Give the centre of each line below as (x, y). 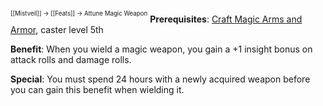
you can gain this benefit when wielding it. (97, 89)
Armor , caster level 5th (57, 29)
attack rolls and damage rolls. (71, 59)
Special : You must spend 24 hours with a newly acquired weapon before (160, 79)
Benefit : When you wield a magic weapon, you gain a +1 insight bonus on (161, 49)
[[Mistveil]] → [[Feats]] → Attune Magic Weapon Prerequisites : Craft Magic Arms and (156, 17)
